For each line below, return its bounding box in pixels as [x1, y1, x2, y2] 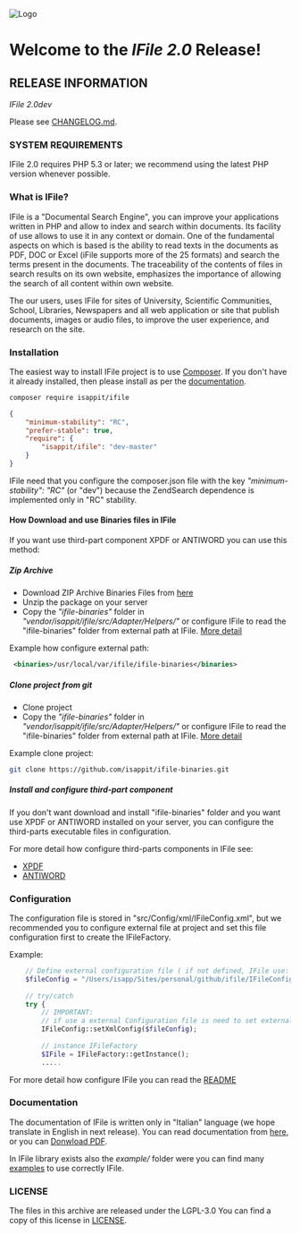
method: [9, 544, 40, 555]
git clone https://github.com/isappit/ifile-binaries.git [9, 765, 229, 774]
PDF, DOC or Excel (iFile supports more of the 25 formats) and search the [9, 249, 279, 260]
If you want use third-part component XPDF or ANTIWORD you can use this [9, 535, 287, 546]
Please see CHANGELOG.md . [9, 116, 118, 127]
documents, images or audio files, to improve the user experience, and [9, 314, 270, 325]
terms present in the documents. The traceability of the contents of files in [9, 259, 283, 269]
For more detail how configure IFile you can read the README [9, 1074, 237, 1085]
